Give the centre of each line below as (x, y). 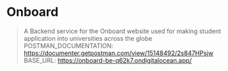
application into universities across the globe (88, 38)
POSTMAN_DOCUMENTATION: (68, 45)
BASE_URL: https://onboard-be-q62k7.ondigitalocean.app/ (108, 60)
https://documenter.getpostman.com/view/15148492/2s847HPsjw (119, 53)
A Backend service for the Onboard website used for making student (122, 31)
